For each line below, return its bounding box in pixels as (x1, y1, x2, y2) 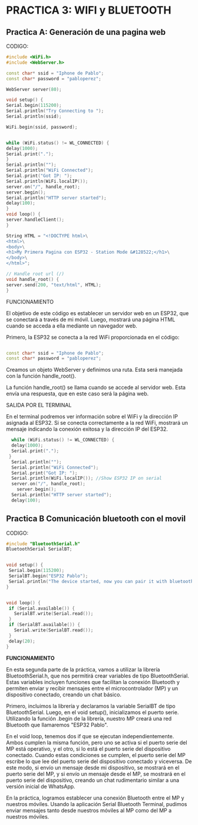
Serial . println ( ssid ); (6, 113, 62, 119)
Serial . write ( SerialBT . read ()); (14, 627, 94, 633)
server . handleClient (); (6, 217, 65, 222)
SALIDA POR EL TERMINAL (6, 402, 72, 409)
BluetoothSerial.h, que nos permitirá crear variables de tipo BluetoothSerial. (6, 672, 190, 679)
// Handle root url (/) (6, 271, 65, 277)
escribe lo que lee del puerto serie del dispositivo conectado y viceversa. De (6, 758, 192, 765)
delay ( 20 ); (8, 638, 35, 644)
